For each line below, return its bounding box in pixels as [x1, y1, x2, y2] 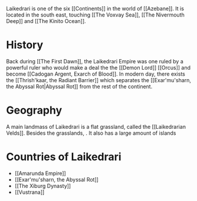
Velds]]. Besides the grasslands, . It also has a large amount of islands [6, 129, 176, 137]
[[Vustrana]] [14, 189, 45, 196]
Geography [6, 103, 63, 117]
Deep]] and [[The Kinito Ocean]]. [6, 18, 87, 24]
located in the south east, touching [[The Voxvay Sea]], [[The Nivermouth [6, 11, 185, 18]
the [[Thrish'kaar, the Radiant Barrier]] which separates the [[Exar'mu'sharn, [6, 76, 192, 83]
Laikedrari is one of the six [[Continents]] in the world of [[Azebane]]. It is [6, 5, 185, 12]
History [6, 38, 44, 52]
